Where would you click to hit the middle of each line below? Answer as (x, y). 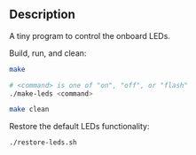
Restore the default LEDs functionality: (79, 127)
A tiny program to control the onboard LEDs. (90, 35)
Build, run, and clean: (48, 53)
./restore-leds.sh (43, 143)
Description (42, 15)
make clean (29, 110)
